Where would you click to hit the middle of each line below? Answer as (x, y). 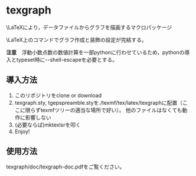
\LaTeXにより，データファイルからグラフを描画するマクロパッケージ (89, 27)
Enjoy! (22, 131)
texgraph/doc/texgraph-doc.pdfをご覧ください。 (66, 167)
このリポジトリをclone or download (58, 95)
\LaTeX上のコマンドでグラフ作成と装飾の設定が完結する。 (77, 39)
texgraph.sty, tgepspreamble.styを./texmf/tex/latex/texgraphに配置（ (99, 102)
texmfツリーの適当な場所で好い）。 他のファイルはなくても (111, 110)
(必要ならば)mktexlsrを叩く (48, 125)
